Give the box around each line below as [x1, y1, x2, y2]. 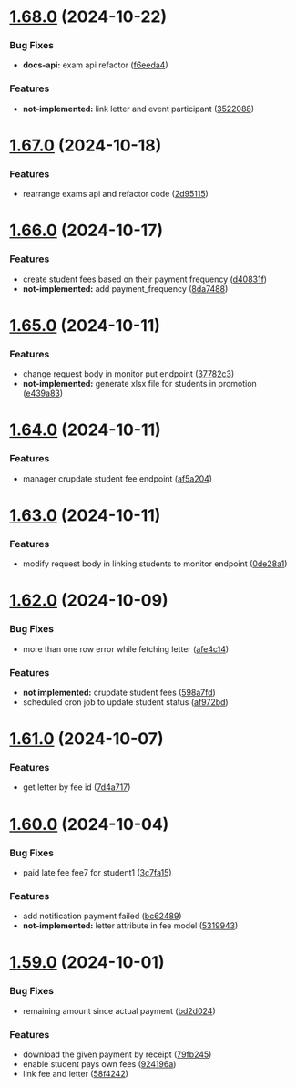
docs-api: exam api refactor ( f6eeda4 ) [22, 59, 168, 70]
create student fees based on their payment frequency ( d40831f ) [22, 274, 267, 285]
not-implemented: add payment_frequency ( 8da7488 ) [22, 283, 229, 294]
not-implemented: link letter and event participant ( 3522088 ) [22, 103, 255, 114]
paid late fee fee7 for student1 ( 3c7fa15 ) [22, 866, 172, 877]
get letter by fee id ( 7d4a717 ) [22, 782, 131, 793]
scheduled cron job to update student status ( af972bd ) [22, 696, 230, 708]
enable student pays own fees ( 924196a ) [22, 1059, 177, 1070]
